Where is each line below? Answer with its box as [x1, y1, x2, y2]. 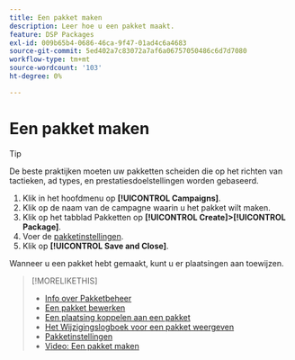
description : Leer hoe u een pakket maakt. [9, 22, 175, 31]
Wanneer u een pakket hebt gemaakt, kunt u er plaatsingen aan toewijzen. [9, 257, 284, 268]
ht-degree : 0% [9, 72, 63, 81]
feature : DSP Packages [9, 30, 94, 39]
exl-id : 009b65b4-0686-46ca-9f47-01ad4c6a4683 [9, 38, 187, 48]
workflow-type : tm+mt [9, 55, 91, 64]
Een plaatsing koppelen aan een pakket [44, 311, 191, 322]
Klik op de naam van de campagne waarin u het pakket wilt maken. [22, 202, 272, 212]
